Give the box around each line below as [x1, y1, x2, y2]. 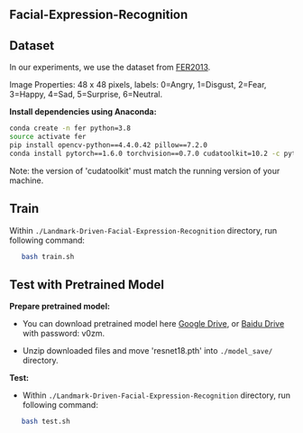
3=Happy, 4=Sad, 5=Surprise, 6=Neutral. [9, 89, 163, 100]
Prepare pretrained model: [9, 301, 111, 312]
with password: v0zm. [22, 328, 106, 339]
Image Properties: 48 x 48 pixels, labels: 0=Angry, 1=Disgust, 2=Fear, [9, 79, 267, 90]
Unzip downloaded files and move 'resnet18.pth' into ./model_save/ [22, 345, 273, 356]
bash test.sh [21, 417, 70, 427]
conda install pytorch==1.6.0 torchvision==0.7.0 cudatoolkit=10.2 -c [9, 149, 280, 158]
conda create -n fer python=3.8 [9, 124, 131, 134]
